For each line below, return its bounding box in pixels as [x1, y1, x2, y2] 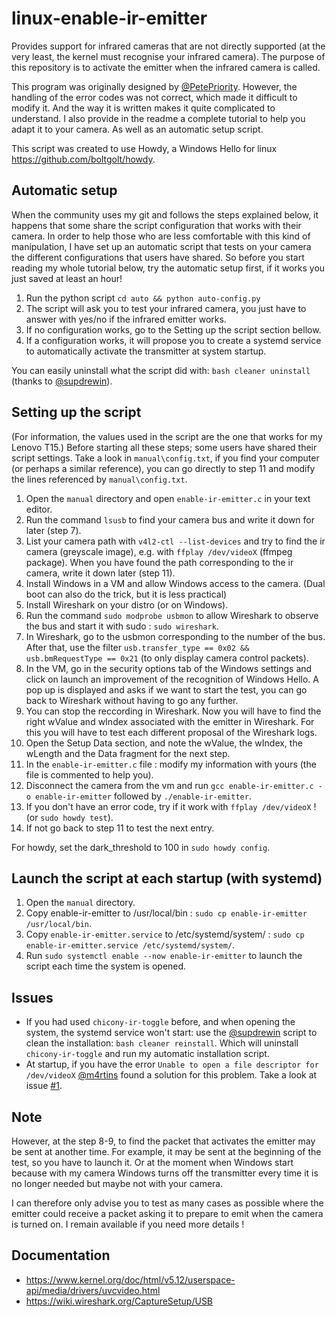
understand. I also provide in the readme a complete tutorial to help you [11, 112, 306, 124]
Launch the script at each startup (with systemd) [11, 870, 323, 887]
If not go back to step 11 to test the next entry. [25, 822, 215, 834]
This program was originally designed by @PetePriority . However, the [11, 80, 298, 92]
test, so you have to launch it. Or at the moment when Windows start [11, 1157, 294, 1168]
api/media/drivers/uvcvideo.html [25, 1284, 161, 1296]
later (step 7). [25, 524, 82, 536]
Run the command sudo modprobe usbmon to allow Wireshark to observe [25, 609, 319, 621]
